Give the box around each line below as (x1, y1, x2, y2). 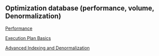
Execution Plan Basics (5, 35, 51, 41)
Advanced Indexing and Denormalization (5, 45, 90, 51)
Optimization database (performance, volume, (5, 4, 154, 13)
